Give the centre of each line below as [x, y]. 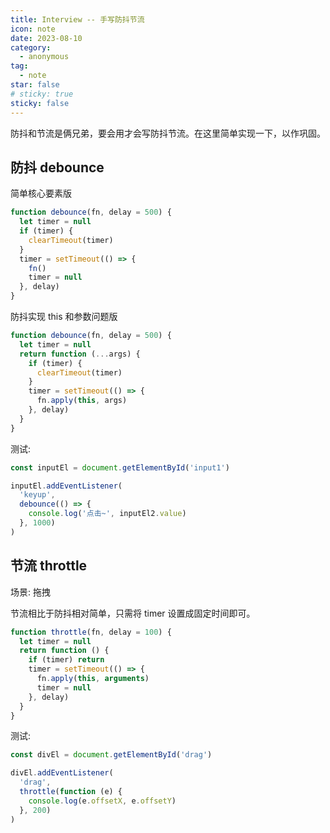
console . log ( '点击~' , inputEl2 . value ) [107, 514]
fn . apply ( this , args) [82, 401]
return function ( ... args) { [80, 354]
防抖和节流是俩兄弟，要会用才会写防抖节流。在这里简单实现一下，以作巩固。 [168, 133]
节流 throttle [49, 566]
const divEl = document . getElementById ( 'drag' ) [111, 755]
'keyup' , [37, 495]
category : [31, 47]
